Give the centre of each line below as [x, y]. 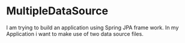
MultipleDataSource [57, 11]
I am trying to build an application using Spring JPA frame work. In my [92, 27]
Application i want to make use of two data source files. [75, 33]
